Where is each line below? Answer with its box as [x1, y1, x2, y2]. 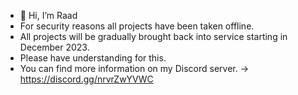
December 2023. [19, 41, 90, 53]
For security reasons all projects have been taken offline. [19, 20, 255, 32]
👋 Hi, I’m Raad [19, 10, 78, 21]
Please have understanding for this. [19, 52, 167, 64]
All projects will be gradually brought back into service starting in [19, 31, 288, 42]
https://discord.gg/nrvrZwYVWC [19, 73, 154, 85]
